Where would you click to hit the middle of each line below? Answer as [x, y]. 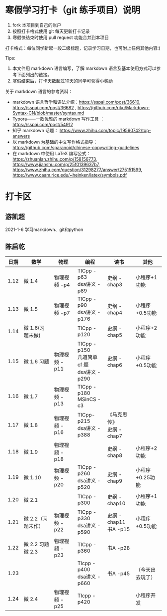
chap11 [116, 522]
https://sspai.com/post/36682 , [44, 107]
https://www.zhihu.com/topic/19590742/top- [105, 130]
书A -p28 [119, 548]
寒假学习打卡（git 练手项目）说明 [73, 10]
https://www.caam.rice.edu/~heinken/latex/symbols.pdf [70, 175]
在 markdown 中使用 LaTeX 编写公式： [51, 153]
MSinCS [87, 399]
